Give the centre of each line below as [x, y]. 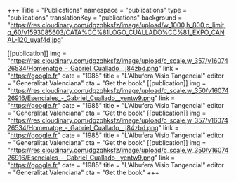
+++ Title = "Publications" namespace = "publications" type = [97, 10]
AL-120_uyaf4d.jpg [34, 40]
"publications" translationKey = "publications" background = [95, 17]
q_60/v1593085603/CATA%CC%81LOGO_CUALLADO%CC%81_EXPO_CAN [116, 32]
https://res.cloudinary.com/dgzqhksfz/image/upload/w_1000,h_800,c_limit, [118, 25]
